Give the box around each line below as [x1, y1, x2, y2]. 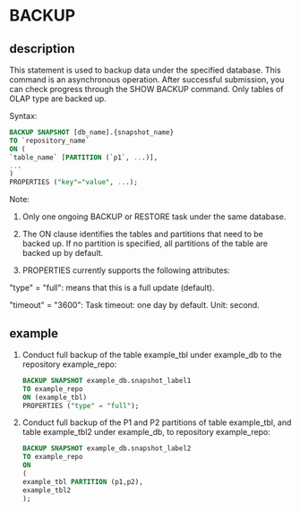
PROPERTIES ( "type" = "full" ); [21, 401, 140, 410]
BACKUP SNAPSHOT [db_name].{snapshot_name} [9, 128, 175, 137]
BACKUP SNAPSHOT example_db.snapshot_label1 [21, 376, 192, 385]
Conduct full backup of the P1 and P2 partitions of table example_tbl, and [21, 417, 292, 428]
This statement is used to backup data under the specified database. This [9, 64, 281, 75]
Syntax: [9, 111, 38, 121]
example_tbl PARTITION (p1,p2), [21, 477, 143, 486]
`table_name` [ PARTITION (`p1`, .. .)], [9, 153, 159, 162]
